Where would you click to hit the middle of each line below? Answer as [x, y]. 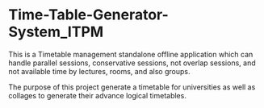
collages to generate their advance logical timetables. [98, 95]
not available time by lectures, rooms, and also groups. [99, 71]
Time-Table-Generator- [89, 15]
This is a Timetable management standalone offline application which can [131, 54]
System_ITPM [56, 32]
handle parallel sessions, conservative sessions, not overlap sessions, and [132, 63]
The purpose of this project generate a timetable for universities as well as [132, 87]
